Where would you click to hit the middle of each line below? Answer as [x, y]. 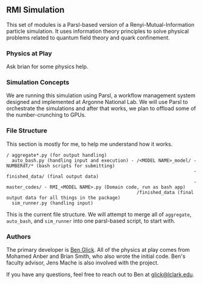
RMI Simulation [35, 10]
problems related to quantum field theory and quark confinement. [88, 37]
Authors [19, 237]
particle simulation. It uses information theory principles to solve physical [98, 31]
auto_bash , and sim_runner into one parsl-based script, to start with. [91, 221]
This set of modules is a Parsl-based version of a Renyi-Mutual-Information [100, 24]
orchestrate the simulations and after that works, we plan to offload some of [101, 108]
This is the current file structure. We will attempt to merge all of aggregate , [99, 214]
